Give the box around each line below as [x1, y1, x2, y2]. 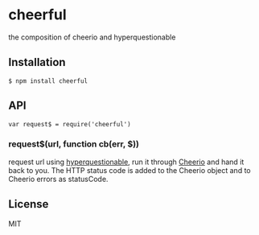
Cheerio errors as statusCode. [8, 174, 109, 183]
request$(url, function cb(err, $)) [8, 138, 139, 150]
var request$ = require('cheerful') [8, 120, 131, 128]
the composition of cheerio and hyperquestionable [8, 32, 176, 42]
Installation [8, 56, 66, 69]
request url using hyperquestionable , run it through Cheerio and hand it [8, 157, 245, 167]
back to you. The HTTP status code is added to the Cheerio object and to [8, 165, 251, 175]
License [8, 197, 49, 211]
